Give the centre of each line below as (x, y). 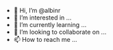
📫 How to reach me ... (45, 40)
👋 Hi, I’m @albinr (37, 10)
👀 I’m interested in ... (42, 18)
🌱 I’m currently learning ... (50, 25)
